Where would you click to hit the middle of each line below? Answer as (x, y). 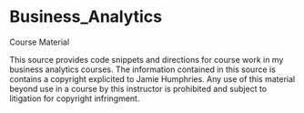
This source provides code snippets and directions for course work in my (147, 59)
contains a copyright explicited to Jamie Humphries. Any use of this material (152, 78)
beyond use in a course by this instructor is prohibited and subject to (138, 88)
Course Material (40, 42)
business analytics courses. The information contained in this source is (142, 69)
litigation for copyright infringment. (75, 98)
